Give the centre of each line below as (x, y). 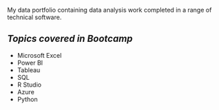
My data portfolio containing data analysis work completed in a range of (109, 10)
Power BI (30, 63)
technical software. (35, 17)
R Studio (29, 85)
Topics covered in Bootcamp (70, 39)
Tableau (29, 70)
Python (27, 99)
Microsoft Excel (39, 55)
